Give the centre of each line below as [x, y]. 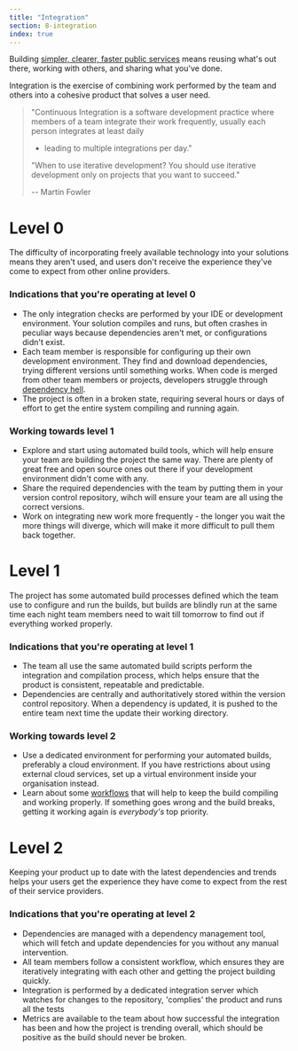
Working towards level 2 [63, 736]
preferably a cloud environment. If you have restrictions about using [146, 765]
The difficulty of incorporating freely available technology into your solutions [149, 253]
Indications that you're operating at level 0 [102, 294]
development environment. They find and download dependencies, [145, 361]
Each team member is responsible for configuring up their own [136, 351]
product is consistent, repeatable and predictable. [113, 685]
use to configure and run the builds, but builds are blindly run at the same [143, 605]
